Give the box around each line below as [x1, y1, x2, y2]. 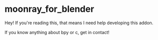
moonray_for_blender [4, 3, 95, 15]
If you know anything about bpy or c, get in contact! [4, 29, 110, 35]
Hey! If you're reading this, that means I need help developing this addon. [4, 20, 154, 26]
